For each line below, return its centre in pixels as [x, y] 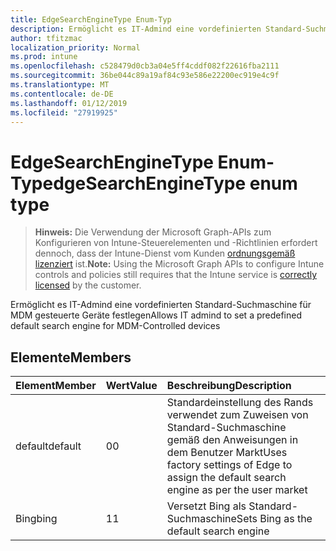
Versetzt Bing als [206, 506]
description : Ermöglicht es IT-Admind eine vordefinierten [136, 29]
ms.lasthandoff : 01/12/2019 [69, 103]
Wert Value [131, 386]
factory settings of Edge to [229, 465]
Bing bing [36, 519]
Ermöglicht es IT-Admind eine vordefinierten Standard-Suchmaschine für [161, 305]
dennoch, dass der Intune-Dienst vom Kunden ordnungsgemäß [165, 253]
